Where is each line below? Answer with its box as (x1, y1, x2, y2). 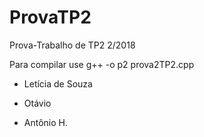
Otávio (23, 97, 52, 109)
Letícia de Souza (23, 77, 93, 90)
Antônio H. (23, 116, 68, 128)
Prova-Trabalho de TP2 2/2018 (9, 39, 136, 51)
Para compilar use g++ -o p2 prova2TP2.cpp (9, 58, 195, 70)
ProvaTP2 (9, 6, 92, 29)
